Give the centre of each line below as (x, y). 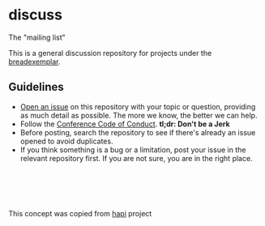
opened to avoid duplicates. (66, 141)
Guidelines (36, 87)
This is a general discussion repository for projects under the (110, 53)
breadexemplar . (34, 62)
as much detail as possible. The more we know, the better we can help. (139, 115)
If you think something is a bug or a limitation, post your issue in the (133, 149)
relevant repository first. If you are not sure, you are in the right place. (136, 158)
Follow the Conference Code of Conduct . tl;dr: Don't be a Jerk (125, 124)
